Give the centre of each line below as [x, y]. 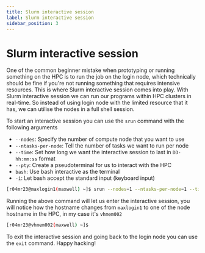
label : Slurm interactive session [50, 18]
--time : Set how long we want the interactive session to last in [93, 152]
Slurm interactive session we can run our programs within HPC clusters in [99, 96]
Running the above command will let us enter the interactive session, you [98, 201]
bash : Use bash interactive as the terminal [67, 172]
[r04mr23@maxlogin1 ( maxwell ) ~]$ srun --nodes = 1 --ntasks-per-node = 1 [97, 190]
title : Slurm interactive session [50, 12]
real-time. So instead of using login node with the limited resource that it [97, 103]
